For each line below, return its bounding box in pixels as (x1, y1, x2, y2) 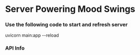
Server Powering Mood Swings (5, 3, 136, 15)
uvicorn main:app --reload (5, 32, 59, 38)
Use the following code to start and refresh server (5, 21, 128, 28)
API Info (5, 45, 25, 52)
